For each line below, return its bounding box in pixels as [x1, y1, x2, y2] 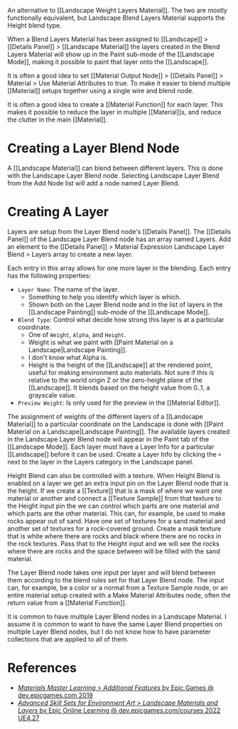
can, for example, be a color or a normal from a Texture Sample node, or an [7, 583, 228, 592]
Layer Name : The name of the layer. [17, 284, 119, 294]
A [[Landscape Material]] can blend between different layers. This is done [7, 164, 224, 172]
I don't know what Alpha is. [28, 353, 108, 361]
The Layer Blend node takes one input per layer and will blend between [7, 568, 216, 577]
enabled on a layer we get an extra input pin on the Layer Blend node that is [7, 479, 229, 487]
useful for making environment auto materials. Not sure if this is [28, 368, 215, 376]
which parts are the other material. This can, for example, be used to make [7, 509, 226, 518]
